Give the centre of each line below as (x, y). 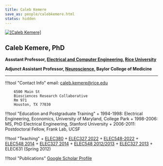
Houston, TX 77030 (32, 105)
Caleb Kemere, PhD (35, 47)
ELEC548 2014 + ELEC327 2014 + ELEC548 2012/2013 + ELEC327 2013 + (79, 144)
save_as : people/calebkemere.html (40, 14)
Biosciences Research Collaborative (51, 96)
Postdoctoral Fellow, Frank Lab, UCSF (43, 129)
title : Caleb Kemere (26, 9)
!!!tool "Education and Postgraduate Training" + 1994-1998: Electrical (74, 114)
